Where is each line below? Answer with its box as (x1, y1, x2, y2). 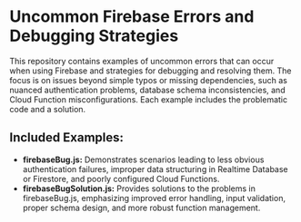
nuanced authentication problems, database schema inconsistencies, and (9, 84, 286, 95)
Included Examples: (9, 130, 125, 146)
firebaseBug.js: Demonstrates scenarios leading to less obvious (22, 154, 265, 165)
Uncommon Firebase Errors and (9, 6, 255, 27)
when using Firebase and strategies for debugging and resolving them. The (9, 65, 292, 76)
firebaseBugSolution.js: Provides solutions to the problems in (22, 183, 256, 194)
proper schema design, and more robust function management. (22, 202, 261, 213)
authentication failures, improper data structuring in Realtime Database (22, 163, 288, 174)
